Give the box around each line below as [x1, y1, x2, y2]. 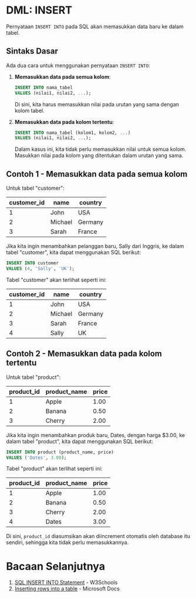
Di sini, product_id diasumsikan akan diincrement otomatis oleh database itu [6, 533, 191, 540]
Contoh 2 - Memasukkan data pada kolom [6, 349, 163, 359]
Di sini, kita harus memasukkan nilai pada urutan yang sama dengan [14, 100, 180, 107]
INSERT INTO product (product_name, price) [6, 449, 114, 455]
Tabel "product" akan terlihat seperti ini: [6, 465, 103, 472]
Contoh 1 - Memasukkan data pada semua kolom [6, 169, 188, 179]
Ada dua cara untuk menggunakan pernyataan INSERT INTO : [6, 62, 151, 69]
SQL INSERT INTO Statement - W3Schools [14, 579, 118, 586]
